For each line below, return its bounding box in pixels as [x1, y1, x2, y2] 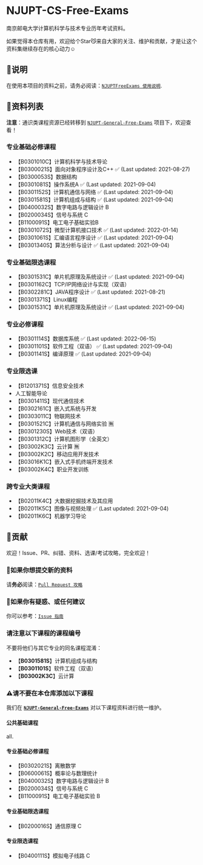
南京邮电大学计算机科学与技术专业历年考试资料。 [6, 24, 128, 32]
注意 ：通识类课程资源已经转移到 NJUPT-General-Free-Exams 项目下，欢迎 [6, 119, 186, 126]
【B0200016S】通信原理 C [15, 822, 82, 830]
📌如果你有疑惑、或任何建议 [6, 598, 85, 606]
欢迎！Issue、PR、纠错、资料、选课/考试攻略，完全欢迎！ [6, 549, 150, 556]
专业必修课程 [6, 320, 44, 329]
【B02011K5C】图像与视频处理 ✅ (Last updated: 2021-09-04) [15, 505, 169, 512]
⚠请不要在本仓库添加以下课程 [6, 689, 94, 697]
